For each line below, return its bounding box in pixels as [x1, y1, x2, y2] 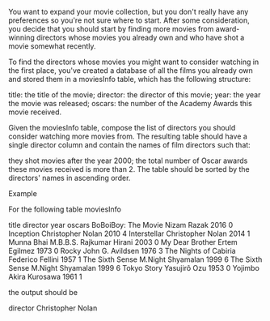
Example [8, 189, 38, 198]
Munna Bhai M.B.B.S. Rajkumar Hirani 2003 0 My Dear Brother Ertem [8, 238, 238, 246]
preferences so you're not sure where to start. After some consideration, [8, 15, 251, 25]
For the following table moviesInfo [8, 204, 121, 214]
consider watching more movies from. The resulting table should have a [8, 131, 248, 141]
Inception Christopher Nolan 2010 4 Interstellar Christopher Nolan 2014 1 [8, 229, 251, 238]
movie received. [8, 107, 62, 117]
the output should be [8, 288, 78, 297]
